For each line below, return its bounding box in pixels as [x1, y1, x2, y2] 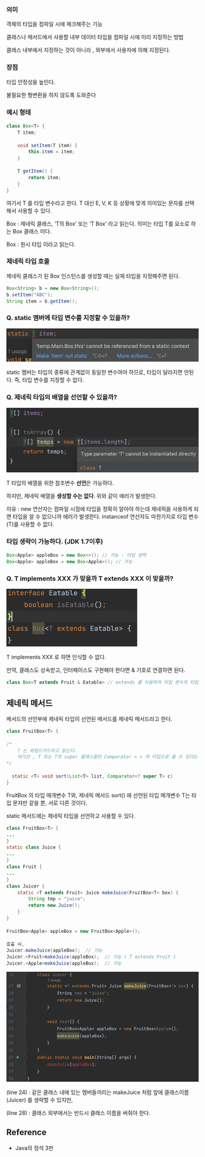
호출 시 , [6, 941, 25, 947]
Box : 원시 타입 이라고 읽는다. [6, 240, 76, 248]
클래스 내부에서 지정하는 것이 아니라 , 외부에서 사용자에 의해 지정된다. [6, 46, 171, 54]
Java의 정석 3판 [15, 1144, 54, 1152]
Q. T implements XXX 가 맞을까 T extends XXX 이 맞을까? [6, 574, 174, 583]
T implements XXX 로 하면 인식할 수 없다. [6, 654, 107, 661]
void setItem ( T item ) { [17, 142, 78, 148]
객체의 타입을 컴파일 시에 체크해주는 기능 [6, 20, 103, 28]
